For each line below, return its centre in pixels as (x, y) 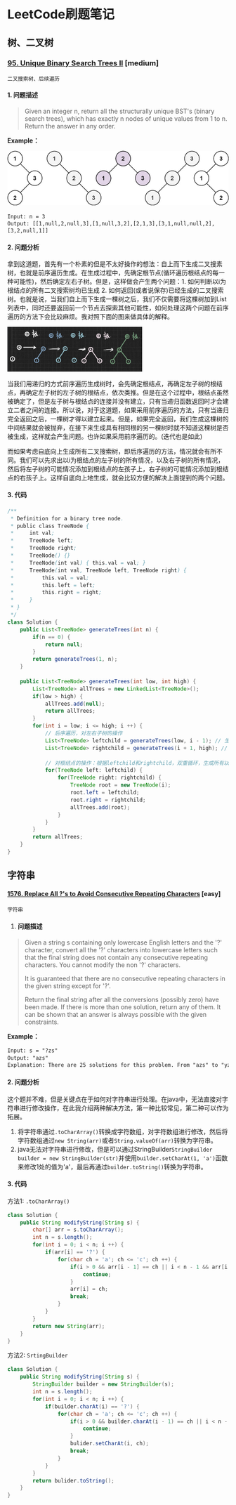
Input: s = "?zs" (33, 1051)
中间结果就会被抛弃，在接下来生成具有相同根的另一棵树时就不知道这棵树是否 (118, 427)
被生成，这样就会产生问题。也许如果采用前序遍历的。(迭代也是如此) (105, 436)
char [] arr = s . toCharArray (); (78, 1230)
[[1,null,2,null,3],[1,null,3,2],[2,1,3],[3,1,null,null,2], (124, 224)
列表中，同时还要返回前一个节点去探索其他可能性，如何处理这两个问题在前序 (118, 308)
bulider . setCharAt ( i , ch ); (110, 1444)
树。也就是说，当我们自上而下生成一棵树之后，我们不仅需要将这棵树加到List (117, 299)
